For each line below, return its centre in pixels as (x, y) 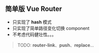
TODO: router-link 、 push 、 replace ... (56, 45)
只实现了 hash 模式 (32, 22)
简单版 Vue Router (34, 9)
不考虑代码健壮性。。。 (34, 34)
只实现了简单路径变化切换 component (51, 28)
